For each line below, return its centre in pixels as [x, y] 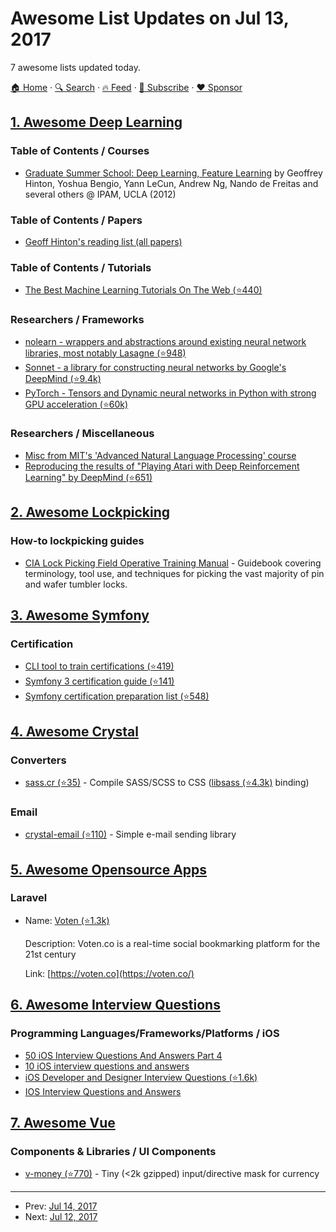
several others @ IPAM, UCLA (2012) [100, 194]
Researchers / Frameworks [77, 320]
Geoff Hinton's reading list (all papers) [103, 241]
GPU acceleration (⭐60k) [76, 404]
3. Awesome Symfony [80, 615]
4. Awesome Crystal [74, 731]
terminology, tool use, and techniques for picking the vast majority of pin [174, 573]
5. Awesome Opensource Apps [109, 869]
